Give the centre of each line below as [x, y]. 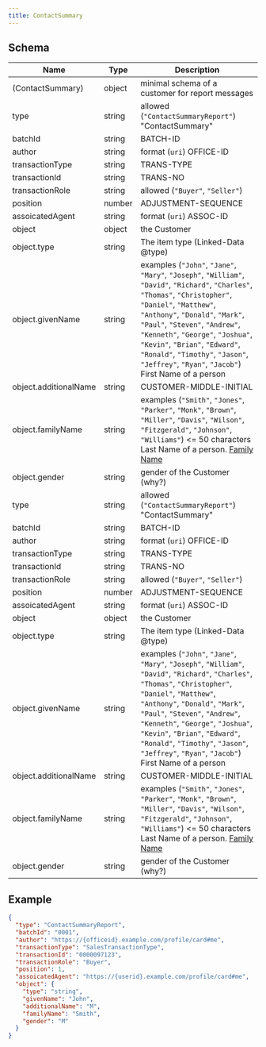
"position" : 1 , [40, 969]
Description [197, 70]
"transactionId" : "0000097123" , [69, 955]
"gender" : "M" [46, 1021]
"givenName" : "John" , [58, 999]
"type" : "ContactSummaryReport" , [70, 926]
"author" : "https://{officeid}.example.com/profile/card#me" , [120, 940]
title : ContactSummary [46, 15]
